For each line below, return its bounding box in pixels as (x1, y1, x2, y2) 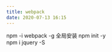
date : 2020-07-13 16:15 (6, 15, 67, 21)
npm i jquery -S (6, 39, 46, 46)
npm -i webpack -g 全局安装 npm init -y (6, 31, 106, 39)
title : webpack (6, 8, 45, 15)
